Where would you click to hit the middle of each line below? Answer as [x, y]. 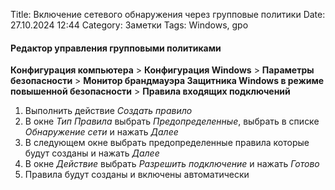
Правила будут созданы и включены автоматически [137, 175]
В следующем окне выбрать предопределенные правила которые [167, 143]
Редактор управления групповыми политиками [116, 48]
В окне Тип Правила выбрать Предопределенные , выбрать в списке [172, 121]
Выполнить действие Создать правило [108, 111]
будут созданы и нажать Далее [92, 153]
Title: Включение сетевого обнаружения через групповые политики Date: [168, 14]
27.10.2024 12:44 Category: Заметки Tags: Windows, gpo [129, 25]
